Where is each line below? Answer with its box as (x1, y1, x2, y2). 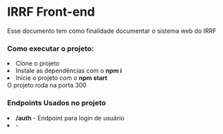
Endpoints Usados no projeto (7, 98, 107, 108)
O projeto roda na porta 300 (7, 81, 87, 90)
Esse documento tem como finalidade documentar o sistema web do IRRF (7, 27, 217, 35)
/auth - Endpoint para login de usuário (16, 113, 125, 122)
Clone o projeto (16, 59, 60, 68)
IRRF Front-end (7, 4, 95, 20)
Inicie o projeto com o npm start (16, 74, 108, 82)
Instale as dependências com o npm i (16, 66, 123, 75)
